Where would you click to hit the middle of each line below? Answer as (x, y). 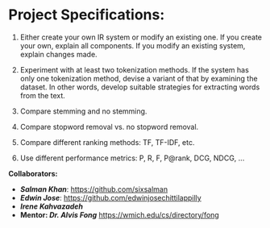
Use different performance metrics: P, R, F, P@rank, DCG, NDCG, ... (132, 158)
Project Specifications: (87, 15)
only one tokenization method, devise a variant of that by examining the (139, 78)
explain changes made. (59, 54)
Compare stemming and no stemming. (83, 111)
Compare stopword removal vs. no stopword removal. (109, 126)
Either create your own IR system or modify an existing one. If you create (141, 37)
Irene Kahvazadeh (51, 206)
